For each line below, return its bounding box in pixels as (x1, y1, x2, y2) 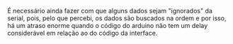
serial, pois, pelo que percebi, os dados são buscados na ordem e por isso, (7, 14, 227, 22)
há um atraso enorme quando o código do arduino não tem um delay (7, 22, 208, 29)
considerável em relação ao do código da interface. (7, 29, 158, 37)
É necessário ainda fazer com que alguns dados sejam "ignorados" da (7, 7, 212, 15)
